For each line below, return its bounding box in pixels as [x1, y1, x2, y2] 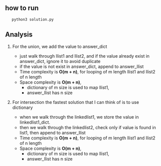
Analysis [5, 31, 33, 39]
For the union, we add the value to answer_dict [12, 43, 107, 49]
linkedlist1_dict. [19, 119, 51, 125]
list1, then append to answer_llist [19, 130, 86, 135]
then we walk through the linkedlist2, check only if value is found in [19, 124, 156, 130]
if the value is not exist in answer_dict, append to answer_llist [19, 64, 144, 69]
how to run [5, 4, 39, 12]
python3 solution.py [11, 17, 54, 22]
